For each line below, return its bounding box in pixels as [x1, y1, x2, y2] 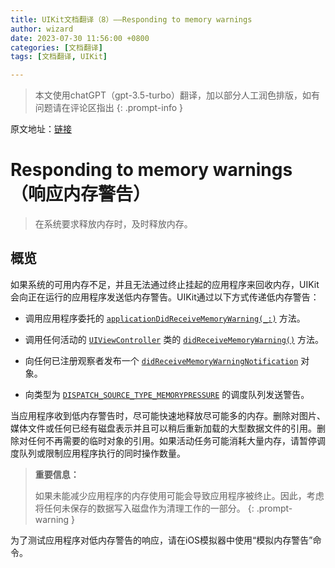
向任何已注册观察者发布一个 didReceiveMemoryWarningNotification [24, 354, 299, 366]
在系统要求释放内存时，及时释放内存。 [34, 218, 193, 230]
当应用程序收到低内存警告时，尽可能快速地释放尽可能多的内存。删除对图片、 [10, 409, 326, 421]
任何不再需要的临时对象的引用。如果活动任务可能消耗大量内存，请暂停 [27, 434, 317, 446]
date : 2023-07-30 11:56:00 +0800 [10, 33, 150, 43]
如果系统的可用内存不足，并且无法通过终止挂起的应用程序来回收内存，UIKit [10, 278, 320, 290]
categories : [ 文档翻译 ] [10, 42, 103, 53]
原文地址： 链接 [10, 123, 72, 135]
